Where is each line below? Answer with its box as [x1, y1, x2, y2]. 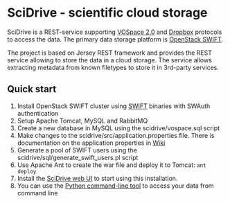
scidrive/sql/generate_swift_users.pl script [17, 153, 139, 161]
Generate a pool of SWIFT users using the [17, 145, 137, 154]
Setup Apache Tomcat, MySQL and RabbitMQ [17, 116, 148, 125]
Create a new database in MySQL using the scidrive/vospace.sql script [17, 123, 220, 132]
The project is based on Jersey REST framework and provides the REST [7, 48, 213, 57]
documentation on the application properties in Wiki [17, 139, 166, 147]
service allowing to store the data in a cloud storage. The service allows [7, 55, 213, 64]
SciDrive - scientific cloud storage [7, 5, 208, 21]
